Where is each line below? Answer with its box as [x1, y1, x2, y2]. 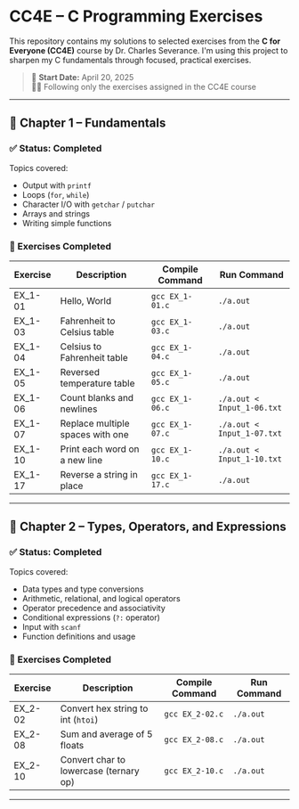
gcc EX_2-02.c [164, 708, 224, 719]
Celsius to [60, 340, 102, 353]
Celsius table [60, 325, 115, 338]
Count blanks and [60, 391, 134, 404]
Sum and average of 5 [60, 728, 153, 740]
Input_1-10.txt [217, 454, 282, 464]
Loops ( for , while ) [21, 189, 90, 200]
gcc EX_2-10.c [164, 765, 224, 776]
